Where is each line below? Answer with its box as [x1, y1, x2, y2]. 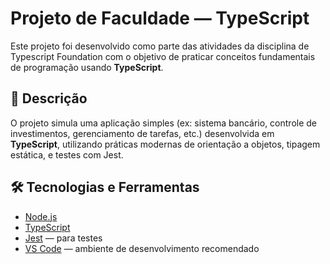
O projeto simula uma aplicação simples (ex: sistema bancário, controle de [10, 117, 318, 129]
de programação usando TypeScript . [10, 61, 164, 73]
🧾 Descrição [10, 90, 88, 107]
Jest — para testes [24, 232, 103, 244]
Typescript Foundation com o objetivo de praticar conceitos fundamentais [10, 50, 316, 62]
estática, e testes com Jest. [10, 148, 124, 161]
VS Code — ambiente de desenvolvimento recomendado [24, 242, 260, 254]
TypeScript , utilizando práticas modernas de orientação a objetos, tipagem [10, 138, 321, 150]
